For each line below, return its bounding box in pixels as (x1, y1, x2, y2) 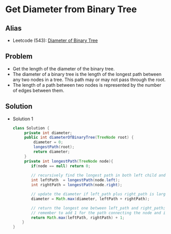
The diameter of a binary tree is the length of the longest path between (12, 71, 162, 77)
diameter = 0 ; (33, 140, 64, 145)
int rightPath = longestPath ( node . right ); (31, 183, 123, 188)
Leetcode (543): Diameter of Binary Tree (12, 37, 98, 43)
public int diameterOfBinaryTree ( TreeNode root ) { (24, 135, 134, 140)
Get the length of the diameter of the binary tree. (12, 65, 115, 72)
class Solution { (12, 125, 50, 131)
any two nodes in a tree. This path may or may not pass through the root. (12, 76, 166, 83)
